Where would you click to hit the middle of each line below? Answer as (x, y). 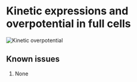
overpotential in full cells (68, 24)
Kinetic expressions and (67, 11)
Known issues (33, 59)
